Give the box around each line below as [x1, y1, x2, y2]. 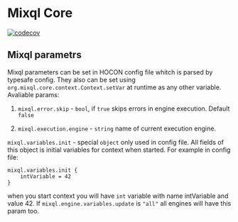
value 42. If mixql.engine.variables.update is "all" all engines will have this [7, 199, 232, 207]
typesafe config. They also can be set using [7, 75, 136, 84]
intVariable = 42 [20, 172, 72, 180]
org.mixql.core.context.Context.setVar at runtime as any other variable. [7, 83, 222, 91]
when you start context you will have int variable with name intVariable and [7, 192, 229, 200]
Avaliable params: [7, 90, 60, 99]
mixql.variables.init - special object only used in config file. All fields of [7, 138, 224, 146]
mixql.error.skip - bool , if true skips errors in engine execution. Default [17, 104, 230, 113]
